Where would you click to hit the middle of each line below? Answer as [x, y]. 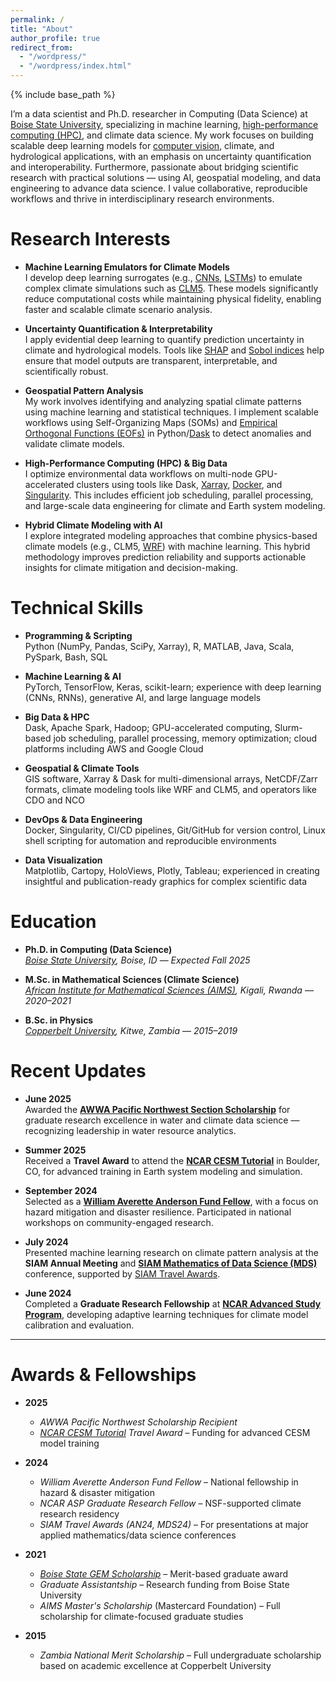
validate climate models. [74, 443]
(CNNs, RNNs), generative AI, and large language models [143, 697]
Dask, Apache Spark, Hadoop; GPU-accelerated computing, [148, 727]
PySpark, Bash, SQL [66, 657]
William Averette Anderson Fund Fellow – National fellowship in [169, 1482]
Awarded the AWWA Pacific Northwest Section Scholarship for [157, 1109]
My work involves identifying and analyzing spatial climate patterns [163, 401]
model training [69, 1443]
